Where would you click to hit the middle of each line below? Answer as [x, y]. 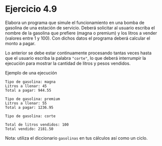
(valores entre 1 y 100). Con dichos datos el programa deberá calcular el [78, 38]
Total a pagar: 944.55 [28, 90]
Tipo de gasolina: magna [30, 82]
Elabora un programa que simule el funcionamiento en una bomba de [75, 23]
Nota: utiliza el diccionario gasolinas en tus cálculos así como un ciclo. [76, 138]
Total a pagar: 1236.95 [29, 107]
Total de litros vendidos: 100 [37, 124]
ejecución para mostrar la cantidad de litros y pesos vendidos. [68, 63]
